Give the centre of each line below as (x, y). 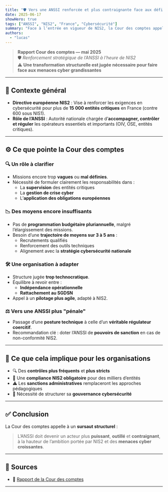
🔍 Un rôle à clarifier (29, 164)
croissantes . (30, 446)
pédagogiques (27, 389)
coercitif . (22, 327)
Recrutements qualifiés (43, 240)
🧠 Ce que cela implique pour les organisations (78, 358)
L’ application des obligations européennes (65, 198)
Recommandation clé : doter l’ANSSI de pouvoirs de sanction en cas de (86, 333)
